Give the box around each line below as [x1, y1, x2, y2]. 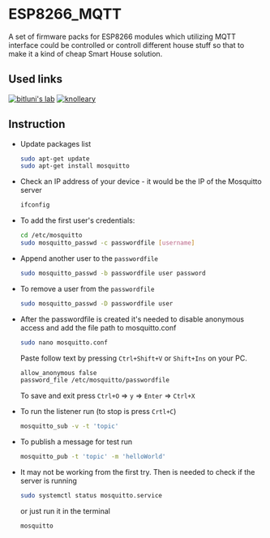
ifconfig [19, 201, 50, 209]
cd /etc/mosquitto [19, 232, 83, 240]
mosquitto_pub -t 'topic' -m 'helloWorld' [19, 453, 166, 461]
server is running [19, 476, 77, 486]
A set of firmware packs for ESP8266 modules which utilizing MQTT [8, 32, 237, 41]
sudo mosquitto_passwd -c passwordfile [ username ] [19, 239, 195, 247]
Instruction [8, 117, 66, 131]
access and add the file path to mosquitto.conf [19, 322, 177, 332]
